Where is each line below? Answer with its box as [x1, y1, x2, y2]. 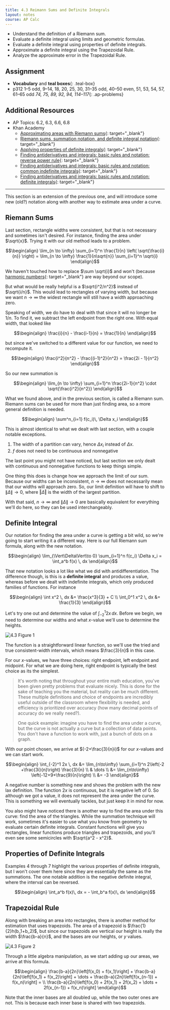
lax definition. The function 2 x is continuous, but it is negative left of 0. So [5, 787, 159, 793]
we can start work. [5, 751, 45, 757]
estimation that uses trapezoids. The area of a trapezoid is [5, 922, 126, 929]
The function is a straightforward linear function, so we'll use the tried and [5, 642, 160, 648]
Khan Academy [12, 125, 45, 131]
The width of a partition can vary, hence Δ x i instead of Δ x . [12, 441, 134, 448]
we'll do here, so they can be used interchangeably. [5, 504, 113, 510]
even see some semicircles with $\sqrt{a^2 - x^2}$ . [5, 834, 113, 840]
